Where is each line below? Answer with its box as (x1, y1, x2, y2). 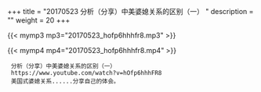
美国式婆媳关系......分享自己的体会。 (10, 77, 120, 85)
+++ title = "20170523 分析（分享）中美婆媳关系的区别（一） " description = (7, 7, 254, 16)
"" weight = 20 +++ (7, 16, 71, 25)
